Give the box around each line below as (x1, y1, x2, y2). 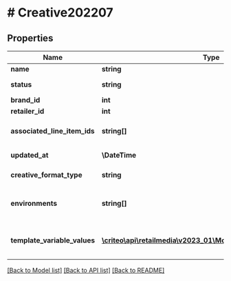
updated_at (10, 150, 49, 160)
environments (10, 198, 57, 208)
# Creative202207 (7, 5, 113, 21)
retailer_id (10, 107, 45, 116)
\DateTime (101, 150, 137, 160)
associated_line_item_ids (10, 126, 95, 136)
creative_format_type (10, 170, 82, 180)
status (10, 80, 32, 89)
